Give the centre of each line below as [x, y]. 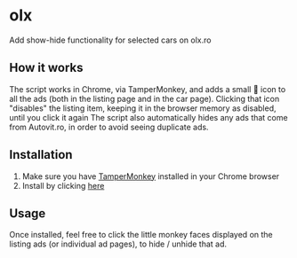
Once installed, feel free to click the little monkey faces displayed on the [141, 235]
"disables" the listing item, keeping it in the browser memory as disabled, [143, 108]
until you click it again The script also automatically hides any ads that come [148, 117]
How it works [46, 68]
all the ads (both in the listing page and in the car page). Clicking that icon [144, 98]
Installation [41, 155]
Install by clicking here [63, 185]
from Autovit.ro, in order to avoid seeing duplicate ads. [109, 127]
